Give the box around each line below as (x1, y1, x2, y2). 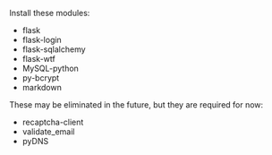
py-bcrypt (21, 73, 60, 83)
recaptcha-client (21, 116, 84, 127)
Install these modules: (9, 8, 90, 18)
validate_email (21, 126, 75, 137)
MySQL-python (21, 63, 79, 73)
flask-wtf (21, 54, 55, 64)
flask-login (21, 35, 63, 45)
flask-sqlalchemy (21, 44, 87, 55)
